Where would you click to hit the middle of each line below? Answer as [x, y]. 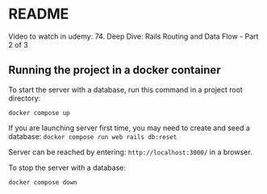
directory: [25, 98]
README [39, 14]
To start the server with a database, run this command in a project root [126, 89]
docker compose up [39, 113]
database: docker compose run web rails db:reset [93, 136]
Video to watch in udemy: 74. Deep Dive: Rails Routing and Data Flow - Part [133, 36]
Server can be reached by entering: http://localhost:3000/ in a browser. [130, 152]
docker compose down [43, 182]
